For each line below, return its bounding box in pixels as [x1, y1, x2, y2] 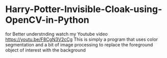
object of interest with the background [5, 47, 86, 53]
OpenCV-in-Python [5, 14, 89, 26]
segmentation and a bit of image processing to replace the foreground [5, 41, 153, 47]
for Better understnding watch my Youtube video [5, 31, 108, 37]
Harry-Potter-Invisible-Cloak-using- [5, 4, 162, 15]
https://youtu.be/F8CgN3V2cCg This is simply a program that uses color [5, 36, 158, 42]
